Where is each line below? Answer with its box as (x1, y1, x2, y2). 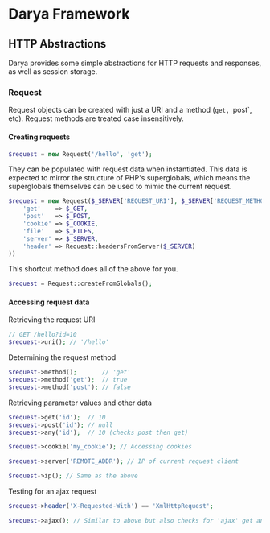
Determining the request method (8, 353, 117, 362)
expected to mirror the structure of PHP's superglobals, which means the (8, 173, 251, 183)
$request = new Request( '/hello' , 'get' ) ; (8, 150, 153, 158)
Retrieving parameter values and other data (8, 398, 153, 407)
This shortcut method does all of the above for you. (8, 264, 178, 274)
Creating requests (8, 132, 71, 142)
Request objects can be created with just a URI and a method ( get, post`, (8, 105, 252, 115)
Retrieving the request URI (8, 315, 96, 324)
